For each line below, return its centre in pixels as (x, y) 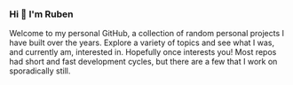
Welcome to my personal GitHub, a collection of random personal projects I (147, 34)
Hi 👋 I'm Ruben (41, 14)
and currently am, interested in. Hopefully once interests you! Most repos (143, 52)
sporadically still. (40, 71)
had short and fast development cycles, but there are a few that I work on (143, 62)
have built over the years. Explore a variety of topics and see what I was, (142, 42)
